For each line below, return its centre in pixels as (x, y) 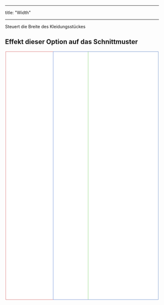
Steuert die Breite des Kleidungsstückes (45, 27)
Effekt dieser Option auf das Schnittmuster (72, 42)
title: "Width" (18, 12)
